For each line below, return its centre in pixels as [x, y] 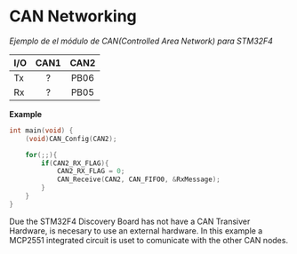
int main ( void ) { [41, 131]
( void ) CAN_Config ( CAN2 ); [71, 139]
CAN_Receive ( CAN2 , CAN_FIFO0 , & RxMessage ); [138, 179]
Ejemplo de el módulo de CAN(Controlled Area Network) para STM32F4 [141, 41]
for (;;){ [41, 155]
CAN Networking [73, 16]
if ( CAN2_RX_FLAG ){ [75, 163]
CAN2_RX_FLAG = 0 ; [91, 171]
